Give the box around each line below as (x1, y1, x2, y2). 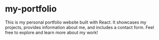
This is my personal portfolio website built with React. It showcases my (5, 19, 146, 25)
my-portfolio (5, 3, 57, 14)
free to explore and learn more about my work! (5, 29, 98, 35)
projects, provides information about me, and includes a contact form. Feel (5, 24, 154, 30)
